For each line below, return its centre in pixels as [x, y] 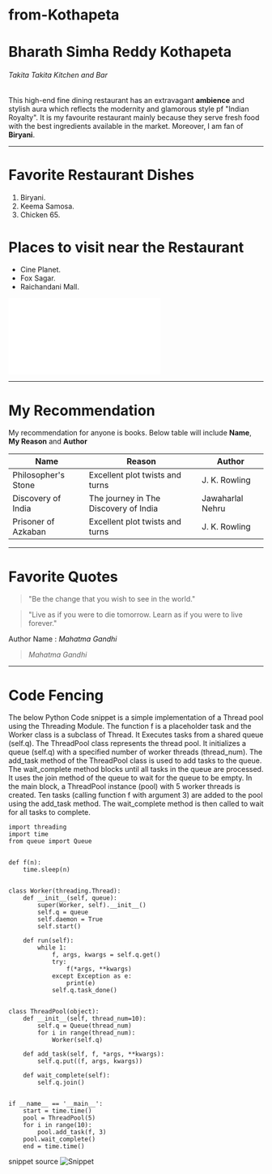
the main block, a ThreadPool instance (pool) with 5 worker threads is [124, 786]
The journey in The [125, 499]
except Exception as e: [91, 976]
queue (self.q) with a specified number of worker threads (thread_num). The [136, 752]
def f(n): [25, 863]
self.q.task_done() [84, 991]
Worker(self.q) [77, 1040]
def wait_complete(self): [67, 1076]
